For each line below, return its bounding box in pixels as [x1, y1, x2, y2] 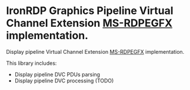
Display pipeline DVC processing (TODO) [14, 77, 114, 84]
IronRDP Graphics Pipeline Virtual [6, 4, 174, 18]
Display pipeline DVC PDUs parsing [14, 71, 101, 78]
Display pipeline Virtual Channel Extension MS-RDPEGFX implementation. [6, 48, 185, 55]
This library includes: [6, 60, 57, 67]
